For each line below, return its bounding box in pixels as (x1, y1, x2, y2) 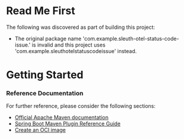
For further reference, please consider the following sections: (6, 102, 156, 110)
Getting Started (6, 68, 84, 82)
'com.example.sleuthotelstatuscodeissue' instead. (14, 47, 137, 54)
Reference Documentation (6, 90, 84, 98)
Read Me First (6, 4, 76, 18)
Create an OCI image (14, 127, 66, 134)
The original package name (14, 35, 82, 42)
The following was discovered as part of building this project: (6, 24, 156, 31)
